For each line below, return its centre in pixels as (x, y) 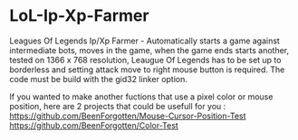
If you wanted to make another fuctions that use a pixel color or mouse (141, 97)
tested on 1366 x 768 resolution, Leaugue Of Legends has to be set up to (145, 60)
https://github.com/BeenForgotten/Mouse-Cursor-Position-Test (128, 116)
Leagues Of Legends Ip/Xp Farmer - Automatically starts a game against (145, 41)
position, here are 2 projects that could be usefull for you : (118, 106)
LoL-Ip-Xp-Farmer (79, 16)
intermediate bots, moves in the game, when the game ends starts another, (149, 50)
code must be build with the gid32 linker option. (99, 79)
